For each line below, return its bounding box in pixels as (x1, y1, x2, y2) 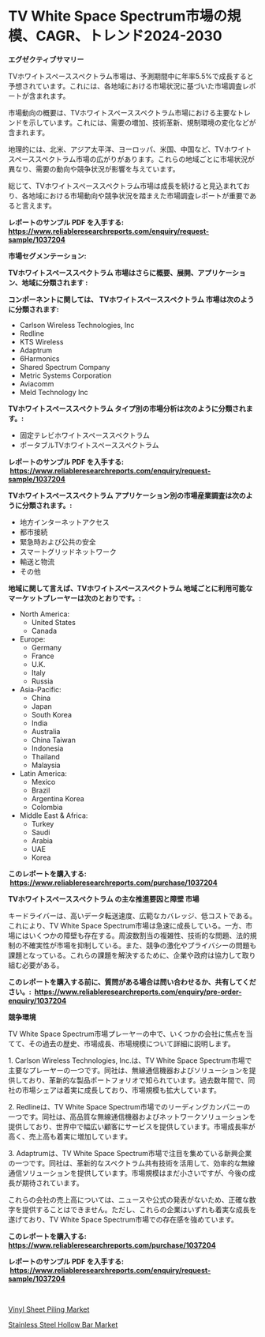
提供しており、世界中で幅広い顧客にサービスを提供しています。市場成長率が (8, 1121, 256, 1131)
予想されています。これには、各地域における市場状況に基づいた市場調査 (8, 81, 243, 91)
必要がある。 (21, 960, 64, 970)
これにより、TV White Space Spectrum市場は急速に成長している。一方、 (8, 921, 246, 930)
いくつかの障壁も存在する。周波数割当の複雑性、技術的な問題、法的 (28, 930, 250, 940)
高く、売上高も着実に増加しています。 (8, 1132, 132, 1141)
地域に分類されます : (21, 277, 88, 287)
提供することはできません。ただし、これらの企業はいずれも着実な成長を (21, 1204, 257, 1214)
